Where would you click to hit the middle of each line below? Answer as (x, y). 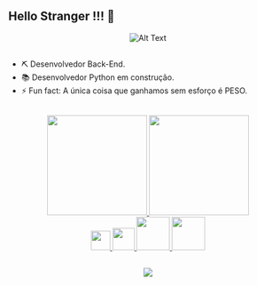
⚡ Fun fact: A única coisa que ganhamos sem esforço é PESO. (134, 91)
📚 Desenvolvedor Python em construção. (97, 77)
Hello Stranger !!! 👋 (62, 16)
